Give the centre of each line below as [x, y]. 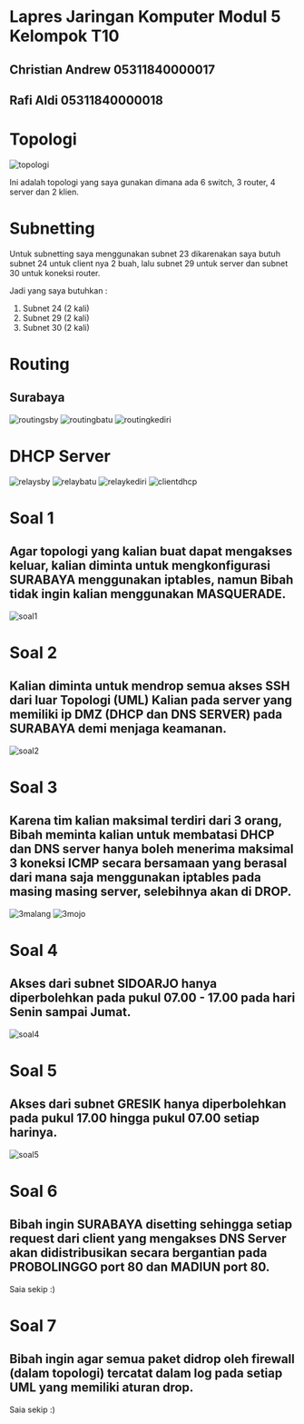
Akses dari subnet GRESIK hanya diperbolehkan [148, 1105]
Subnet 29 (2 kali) [56, 318]
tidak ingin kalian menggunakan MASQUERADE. [148, 594]
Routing [39, 364]
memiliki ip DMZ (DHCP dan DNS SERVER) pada [146, 715]
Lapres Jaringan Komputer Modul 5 [145, 17]
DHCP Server [60, 457]
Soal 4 [34, 950]
